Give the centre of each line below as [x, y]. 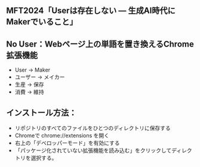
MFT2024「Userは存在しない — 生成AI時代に [91, 11]
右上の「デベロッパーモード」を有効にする [67, 143]
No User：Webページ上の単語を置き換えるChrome [100, 44]
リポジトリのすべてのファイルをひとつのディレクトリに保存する [93, 128]
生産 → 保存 [30, 85]
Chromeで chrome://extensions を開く [62, 135]
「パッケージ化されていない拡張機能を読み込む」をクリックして [93, 150]
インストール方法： [41, 112]
